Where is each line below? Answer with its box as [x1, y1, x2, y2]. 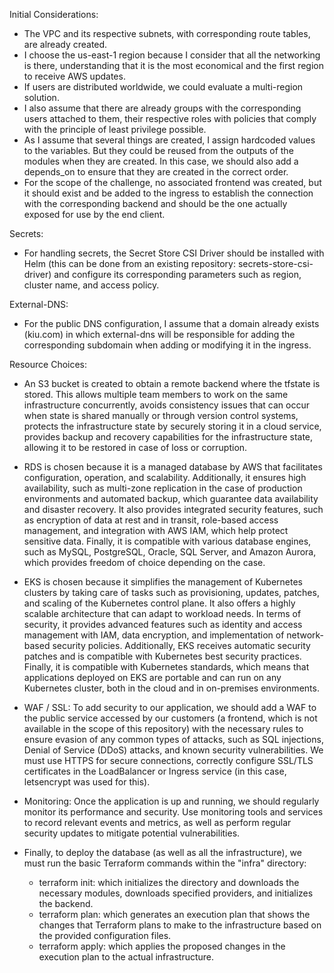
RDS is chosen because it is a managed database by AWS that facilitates [23, 461, 323, 473]
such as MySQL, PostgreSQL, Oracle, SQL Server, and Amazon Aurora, [23, 546, 317, 558]
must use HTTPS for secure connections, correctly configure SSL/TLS [23, 755, 314, 766]
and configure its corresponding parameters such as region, [53, 269, 302, 280]
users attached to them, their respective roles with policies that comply [23, 113, 317, 124]
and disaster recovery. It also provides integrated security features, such [23, 504, 324, 515]
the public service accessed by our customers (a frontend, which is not [23, 712, 318, 724]
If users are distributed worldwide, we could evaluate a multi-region [23, 81, 304, 93]
